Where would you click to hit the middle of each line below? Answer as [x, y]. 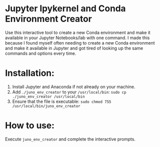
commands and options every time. [41, 53]
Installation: [30, 73]
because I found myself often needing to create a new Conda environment [80, 43]
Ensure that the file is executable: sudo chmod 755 [62, 101]
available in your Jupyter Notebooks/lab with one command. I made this [78, 38]
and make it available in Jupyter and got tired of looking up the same [74, 48]
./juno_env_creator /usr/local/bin [48, 97]
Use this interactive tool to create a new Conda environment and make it [78, 32]
